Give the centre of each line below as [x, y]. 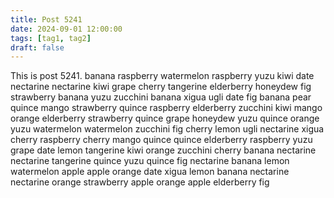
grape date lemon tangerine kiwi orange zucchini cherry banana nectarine [163, 150]
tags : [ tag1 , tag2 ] [51, 38]
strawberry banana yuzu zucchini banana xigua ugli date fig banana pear [161, 97]
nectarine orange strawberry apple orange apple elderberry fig [140, 182]
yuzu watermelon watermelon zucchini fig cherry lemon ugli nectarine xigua [167, 129]
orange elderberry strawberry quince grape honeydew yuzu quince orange [165, 118]
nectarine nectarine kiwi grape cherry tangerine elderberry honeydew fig [161, 87]
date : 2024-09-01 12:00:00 [66, 29]
